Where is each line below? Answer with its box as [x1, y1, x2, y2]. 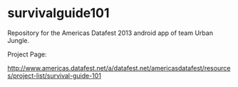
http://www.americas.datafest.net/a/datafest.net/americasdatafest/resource [7, 63, 231, 72]
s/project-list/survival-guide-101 [7, 71, 102, 80]
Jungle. [7, 36, 30, 44]
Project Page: [7, 50, 48, 58]
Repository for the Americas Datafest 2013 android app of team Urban [7, 29, 214, 37]
